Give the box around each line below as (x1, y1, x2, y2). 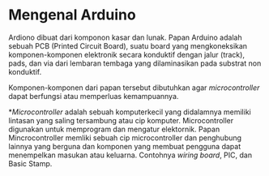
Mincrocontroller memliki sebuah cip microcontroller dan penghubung (8, 132, 241, 143)
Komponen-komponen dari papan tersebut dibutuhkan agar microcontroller (8, 83, 260, 92)
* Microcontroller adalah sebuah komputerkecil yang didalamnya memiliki (8, 107, 251, 117)
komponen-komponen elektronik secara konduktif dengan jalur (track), (8, 49, 246, 59)
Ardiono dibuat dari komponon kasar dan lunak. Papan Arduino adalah (8, 32, 242, 42)
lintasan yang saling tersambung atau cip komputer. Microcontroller (8, 115, 234, 125)
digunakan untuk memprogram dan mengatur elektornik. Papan (8, 124, 220, 134)
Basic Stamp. (8, 158, 53, 168)
